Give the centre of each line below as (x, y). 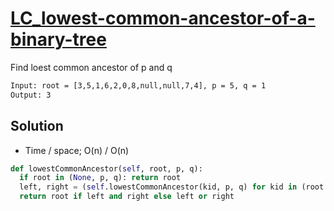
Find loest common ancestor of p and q (91, 67)
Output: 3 (31, 95)
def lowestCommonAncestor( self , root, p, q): (106, 168)
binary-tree (58, 39)
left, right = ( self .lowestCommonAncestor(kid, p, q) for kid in (158, 187)
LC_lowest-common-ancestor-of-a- (163, 18)
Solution (37, 126)
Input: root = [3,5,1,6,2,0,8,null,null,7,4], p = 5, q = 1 (138, 85)
